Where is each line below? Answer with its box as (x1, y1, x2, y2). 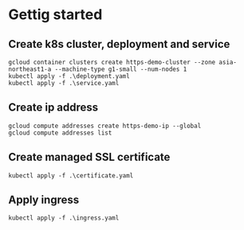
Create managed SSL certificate (8, 150, 171, 164)
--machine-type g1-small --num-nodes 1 (54, 65, 187, 73)
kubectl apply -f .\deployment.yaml (8, 72, 130, 80)
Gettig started (8, 6, 103, 24)
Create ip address (8, 101, 99, 115)
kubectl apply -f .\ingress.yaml (8, 214, 120, 222)
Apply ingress (8, 193, 80, 207)
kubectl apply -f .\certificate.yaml (8, 171, 134, 180)
